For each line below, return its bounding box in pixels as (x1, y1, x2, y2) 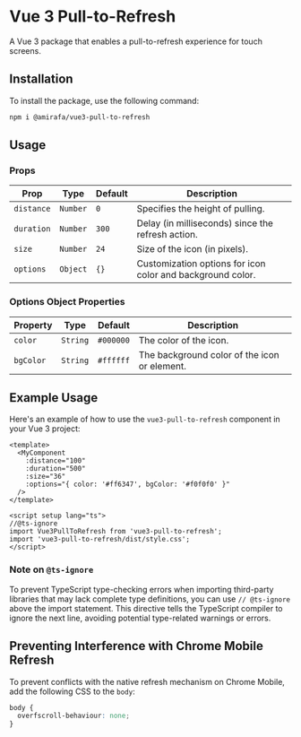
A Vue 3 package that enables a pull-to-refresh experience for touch (9, 36, 262, 47)
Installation (9, 72, 73, 87)
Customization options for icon (136, 257, 266, 270)
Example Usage (9, 390, 99, 405)
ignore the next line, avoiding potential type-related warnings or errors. (9, 612, 271, 623)
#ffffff (97, 355, 130, 365)
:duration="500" (25, 464, 87, 473)
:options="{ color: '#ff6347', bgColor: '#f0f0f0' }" (25, 480, 230, 490)
